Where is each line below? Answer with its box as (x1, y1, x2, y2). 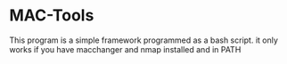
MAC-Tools (9, 5, 94, 26)
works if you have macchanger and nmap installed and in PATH (9, 44, 242, 54)
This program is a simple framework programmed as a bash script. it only (9, 35, 279, 45)
